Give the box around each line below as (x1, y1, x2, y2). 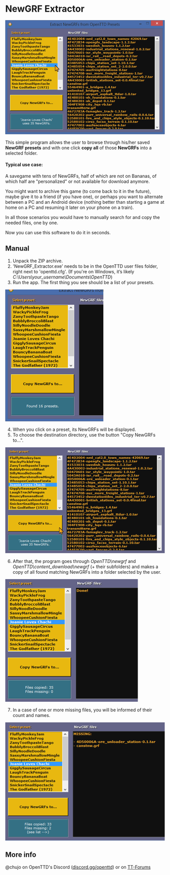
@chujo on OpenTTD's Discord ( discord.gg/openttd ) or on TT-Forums (5, 864, 151, 870)
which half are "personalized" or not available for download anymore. (5, 178, 150, 184)
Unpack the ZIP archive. (12, 258, 63, 264)
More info (5, 851, 36, 859)
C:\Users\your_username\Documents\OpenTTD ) (12, 274, 113, 280)
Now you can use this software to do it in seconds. (5, 229, 111, 235)
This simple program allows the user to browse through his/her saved (5, 139, 150, 145)
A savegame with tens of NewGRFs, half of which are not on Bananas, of (5, 173, 157, 179)
